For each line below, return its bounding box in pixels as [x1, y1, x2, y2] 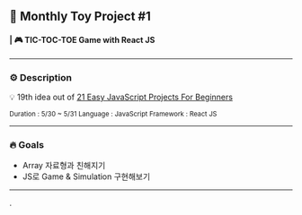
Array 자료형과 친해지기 [22, 160, 106, 171]
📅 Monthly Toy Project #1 [9, 9, 151, 24]
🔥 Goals [9, 138, 45, 150]
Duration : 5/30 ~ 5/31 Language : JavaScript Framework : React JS [9, 109, 218, 118]
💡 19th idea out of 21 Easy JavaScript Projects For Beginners [9, 91, 234, 102]
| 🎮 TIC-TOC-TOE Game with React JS [9, 34, 155, 45]
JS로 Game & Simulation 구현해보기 [22, 171, 151, 182]
